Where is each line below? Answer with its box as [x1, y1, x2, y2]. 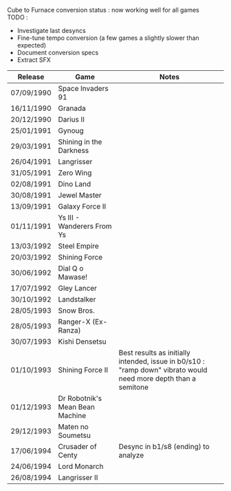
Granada [58, 103, 86, 113]
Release [17, 72, 45, 81]
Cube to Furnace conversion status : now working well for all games [7, 6, 199, 14]
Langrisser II [58, 473, 98, 482]
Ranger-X [58, 317, 91, 326]
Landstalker [58, 295, 96, 304]
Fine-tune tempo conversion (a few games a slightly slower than [16, 34, 199, 42]
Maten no [58, 422, 89, 431]
